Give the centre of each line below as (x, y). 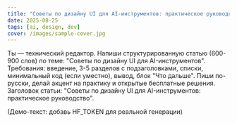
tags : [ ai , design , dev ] (44, 27)
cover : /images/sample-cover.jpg (56, 33)
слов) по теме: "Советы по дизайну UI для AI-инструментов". (113, 61)
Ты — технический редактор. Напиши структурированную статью (108, 53)
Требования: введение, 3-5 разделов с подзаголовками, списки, (105, 68)
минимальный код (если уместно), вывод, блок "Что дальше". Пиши (110, 76)
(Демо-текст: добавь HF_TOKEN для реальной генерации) (95, 112)
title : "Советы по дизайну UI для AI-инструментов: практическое (105, 14)
